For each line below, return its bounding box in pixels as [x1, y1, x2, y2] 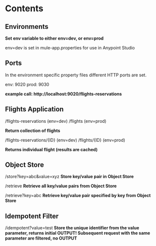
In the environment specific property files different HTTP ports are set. [5, 72, 147, 78]
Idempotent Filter [5, 212, 59, 220]
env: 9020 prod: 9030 [5, 81, 50, 87]
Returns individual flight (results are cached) [5, 146, 98, 152]
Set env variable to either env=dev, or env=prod [5, 35, 104, 41]
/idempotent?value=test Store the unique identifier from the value [5, 225, 139, 231]
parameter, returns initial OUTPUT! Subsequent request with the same [5, 230, 150, 236]
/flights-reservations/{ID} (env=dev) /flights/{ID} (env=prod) [5, 137, 125, 143]
